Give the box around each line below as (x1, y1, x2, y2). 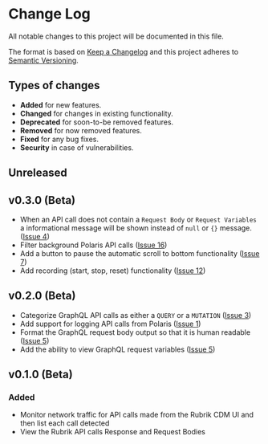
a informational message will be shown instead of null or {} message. (19, 222, 253, 233)
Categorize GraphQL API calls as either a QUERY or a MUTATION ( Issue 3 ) (19, 310, 252, 320)
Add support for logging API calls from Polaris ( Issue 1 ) (19, 319, 201, 328)
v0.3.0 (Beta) (8, 193, 76, 207)
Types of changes (8, 79, 100, 92)
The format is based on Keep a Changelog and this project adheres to (8, 47, 239, 56)
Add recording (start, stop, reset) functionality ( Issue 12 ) (19, 266, 206, 275)
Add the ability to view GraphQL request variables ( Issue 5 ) (19, 344, 216, 354)
